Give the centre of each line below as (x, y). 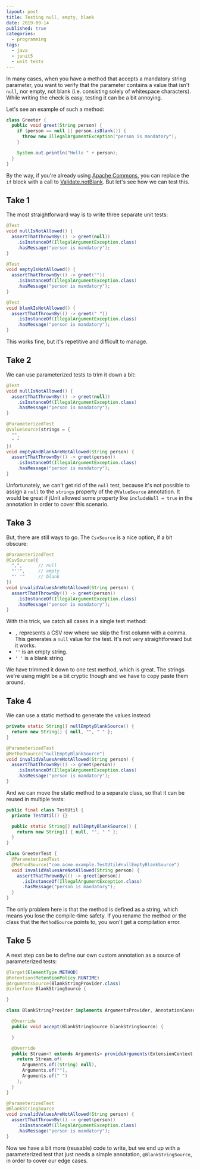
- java (20, 51)
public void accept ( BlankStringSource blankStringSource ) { (87, 1026)
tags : (13, 45)
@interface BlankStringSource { (46, 989)
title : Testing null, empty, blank (50, 17)
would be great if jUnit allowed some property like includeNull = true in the (99, 497)
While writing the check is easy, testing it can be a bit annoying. (84, 97)
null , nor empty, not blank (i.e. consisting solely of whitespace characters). (99, 91)
